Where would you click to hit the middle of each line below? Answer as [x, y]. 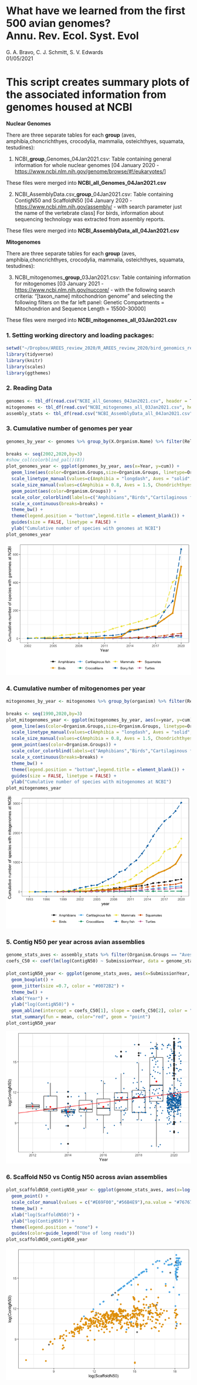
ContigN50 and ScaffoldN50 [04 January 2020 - [73, 200]
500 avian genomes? [58, 23]
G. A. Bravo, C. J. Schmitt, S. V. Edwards [55, 52]
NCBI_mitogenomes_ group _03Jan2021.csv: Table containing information [103, 277]
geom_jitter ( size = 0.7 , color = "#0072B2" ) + [68, 986]
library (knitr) [25, 360]
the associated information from [86, 95]
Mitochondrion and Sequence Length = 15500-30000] [80, 308]
